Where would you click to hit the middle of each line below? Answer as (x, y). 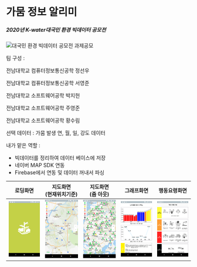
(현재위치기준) (61, 194)
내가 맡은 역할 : (23, 146)
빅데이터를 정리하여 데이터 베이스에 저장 (60, 158)
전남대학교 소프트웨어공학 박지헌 (43, 96)
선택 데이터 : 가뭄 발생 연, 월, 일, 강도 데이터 (56, 133)
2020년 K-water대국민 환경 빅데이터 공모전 (56, 29)
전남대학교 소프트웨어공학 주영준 (43, 108)
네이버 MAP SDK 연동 (40, 165)
